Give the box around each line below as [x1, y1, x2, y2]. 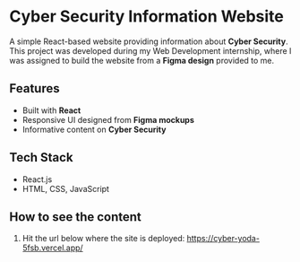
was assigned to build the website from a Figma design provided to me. [9, 55, 275, 65]
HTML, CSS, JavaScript [21, 183, 110, 194]
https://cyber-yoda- [186, 233, 260, 244]
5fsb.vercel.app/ [21, 242, 83, 253]
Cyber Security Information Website [9, 6, 284, 27]
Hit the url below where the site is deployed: [21, 233, 185, 244]
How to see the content [9, 209, 141, 224]
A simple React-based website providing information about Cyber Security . [9, 36, 288, 47]
